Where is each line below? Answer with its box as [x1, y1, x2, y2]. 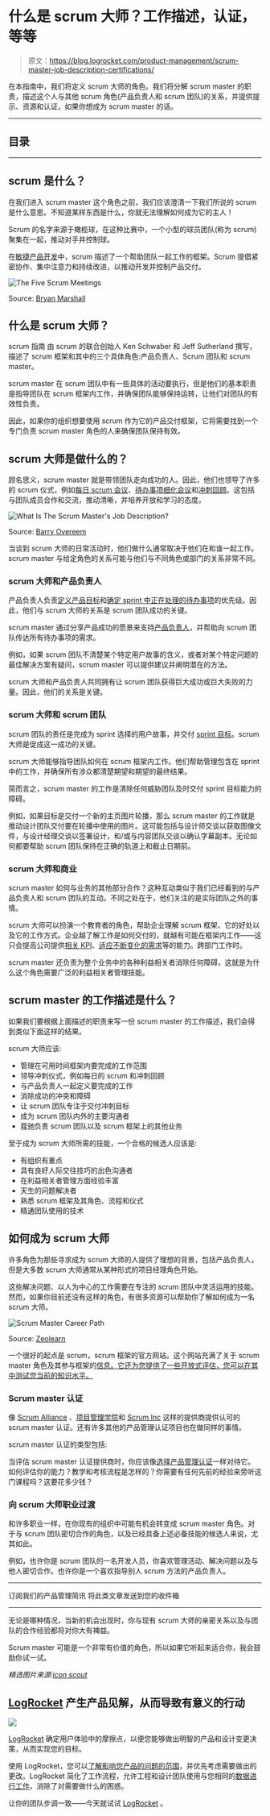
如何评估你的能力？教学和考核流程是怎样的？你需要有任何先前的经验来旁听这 [8, 1467, 262, 1476]
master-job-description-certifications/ [27, 64, 154, 74]
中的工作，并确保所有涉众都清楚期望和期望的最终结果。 [8, 767, 191, 776]
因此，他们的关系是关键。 [22, 687, 107, 697]
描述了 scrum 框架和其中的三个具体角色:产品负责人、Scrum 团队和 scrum [8, 351, 251, 361]
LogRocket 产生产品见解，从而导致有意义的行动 [8, 1696, 245, 1710]
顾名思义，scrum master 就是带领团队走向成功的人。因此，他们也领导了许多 [8, 475, 260, 484]
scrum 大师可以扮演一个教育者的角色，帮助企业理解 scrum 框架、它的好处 [8, 920, 253, 930]
